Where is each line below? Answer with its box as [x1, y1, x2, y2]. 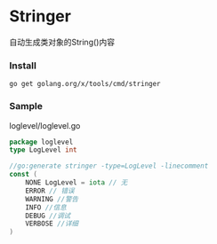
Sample [9, 100, 43, 113]
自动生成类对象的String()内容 [9, 36, 116, 47]
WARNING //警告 [25, 194, 79, 203]
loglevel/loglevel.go [9, 120, 81, 130]
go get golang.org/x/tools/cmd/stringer [9, 80, 162, 89]
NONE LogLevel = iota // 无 [25, 178, 128, 187]
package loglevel [9, 138, 74, 146]
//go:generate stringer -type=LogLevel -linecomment [9, 161, 209, 170]
